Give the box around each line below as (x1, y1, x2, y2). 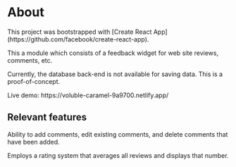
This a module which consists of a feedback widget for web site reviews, (7, 49, 219, 57)
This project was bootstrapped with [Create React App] (7, 27, 168, 36)
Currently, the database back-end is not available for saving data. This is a (7, 70, 223, 78)
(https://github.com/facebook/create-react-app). (7, 35, 149, 43)
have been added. (7, 137, 60, 146)
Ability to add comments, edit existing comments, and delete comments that (7, 130, 228, 138)
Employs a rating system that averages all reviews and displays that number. (7, 151, 229, 159)
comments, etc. (7, 56, 53, 64)
